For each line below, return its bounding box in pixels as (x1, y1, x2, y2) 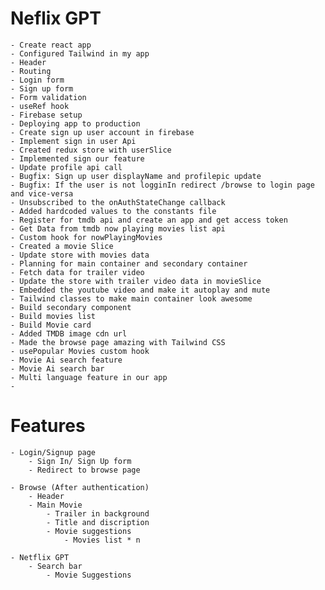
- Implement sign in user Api (10, 136, 137, 146)
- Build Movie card (10, 320, 92, 330)
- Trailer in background (46, 508, 150, 519)
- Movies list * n (63, 535, 141, 545)
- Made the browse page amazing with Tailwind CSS (10, 337, 226, 347)
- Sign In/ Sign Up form (28, 456, 132, 466)
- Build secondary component (10, 302, 132, 312)
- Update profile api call (10, 162, 123, 172)
